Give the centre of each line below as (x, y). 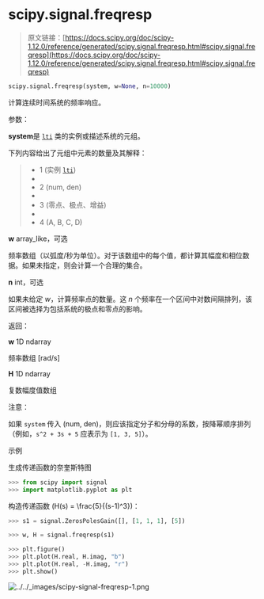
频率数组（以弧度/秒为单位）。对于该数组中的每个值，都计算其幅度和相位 (126, 255)
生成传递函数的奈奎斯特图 (50, 467)
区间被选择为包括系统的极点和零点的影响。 (77, 309)
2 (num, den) (60, 187)
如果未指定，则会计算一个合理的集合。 (84, 265)
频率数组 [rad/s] (34, 357)
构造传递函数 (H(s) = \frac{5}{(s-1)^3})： (74, 506)
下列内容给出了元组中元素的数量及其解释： (77, 153)
